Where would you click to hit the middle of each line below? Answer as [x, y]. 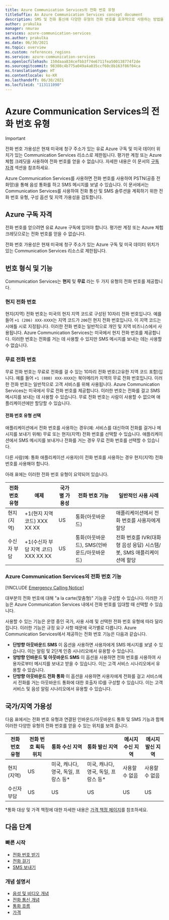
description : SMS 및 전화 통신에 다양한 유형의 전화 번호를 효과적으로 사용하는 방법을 [84, 19]
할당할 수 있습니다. [53, 403]
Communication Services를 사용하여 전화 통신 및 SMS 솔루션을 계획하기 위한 [81, 191]
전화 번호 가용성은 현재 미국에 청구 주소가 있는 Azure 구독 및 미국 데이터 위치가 [82, 244]
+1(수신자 [36, 542]
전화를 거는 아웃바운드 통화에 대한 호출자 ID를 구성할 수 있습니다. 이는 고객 [91, 683]
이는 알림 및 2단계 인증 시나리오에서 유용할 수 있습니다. [81, 651]
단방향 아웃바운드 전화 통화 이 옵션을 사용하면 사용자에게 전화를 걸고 [78, 676]
